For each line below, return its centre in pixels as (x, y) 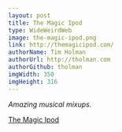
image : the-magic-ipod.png (52, 38)
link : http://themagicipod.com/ (61, 45)
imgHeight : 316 (33, 81)
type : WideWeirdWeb (40, 30)
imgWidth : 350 (31, 74)
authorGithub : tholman (45, 67)
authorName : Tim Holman (47, 52)
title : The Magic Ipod (45, 23)
